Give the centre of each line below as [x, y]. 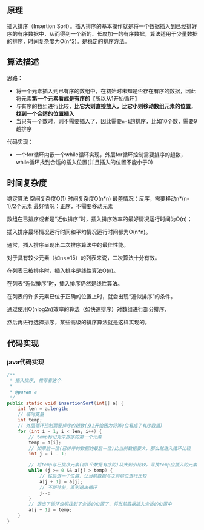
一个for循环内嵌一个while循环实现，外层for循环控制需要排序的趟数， [101, 154]
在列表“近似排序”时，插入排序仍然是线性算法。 [65, 284]
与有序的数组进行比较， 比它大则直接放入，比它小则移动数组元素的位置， [106, 106]
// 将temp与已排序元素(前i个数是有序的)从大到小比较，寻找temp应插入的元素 [113, 465]
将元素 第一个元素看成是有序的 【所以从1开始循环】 [78, 98]
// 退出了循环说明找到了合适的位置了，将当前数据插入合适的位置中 [100, 505]
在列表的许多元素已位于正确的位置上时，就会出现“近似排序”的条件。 [91, 297]
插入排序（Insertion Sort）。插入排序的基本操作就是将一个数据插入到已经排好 [102, 26]
